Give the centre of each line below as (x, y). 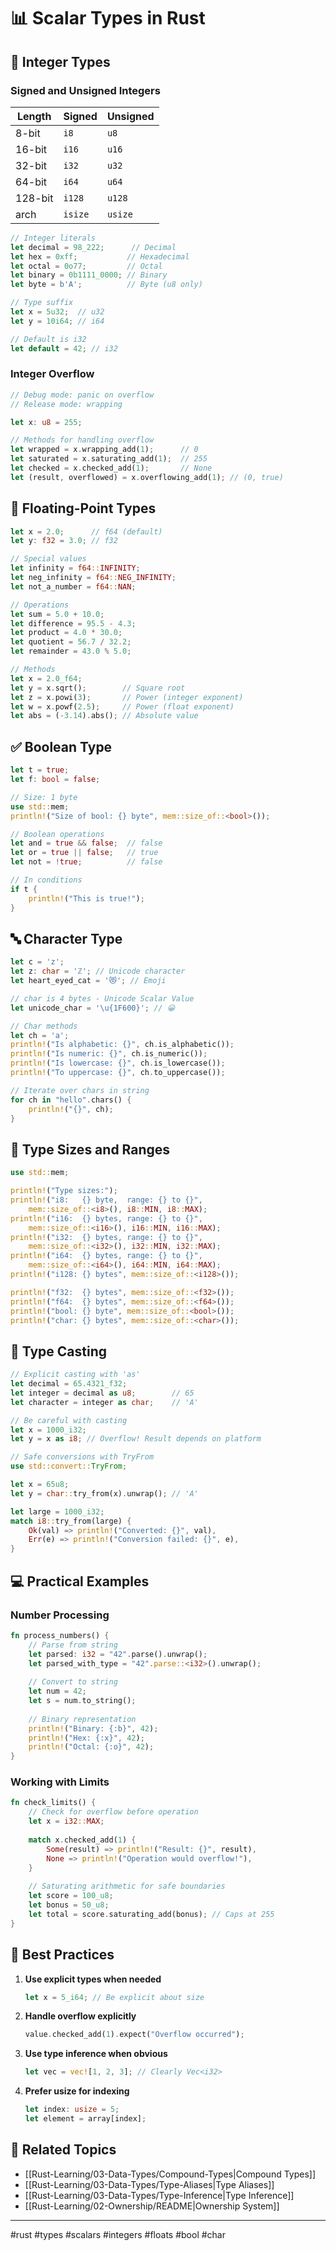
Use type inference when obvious (96, 2054)
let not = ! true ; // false (86, 862)
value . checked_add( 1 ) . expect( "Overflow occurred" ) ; (134, 2035)
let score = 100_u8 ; (71, 1896)
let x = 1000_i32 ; (48, 1430)
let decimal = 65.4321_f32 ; (69, 1384)
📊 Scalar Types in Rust (108, 18)
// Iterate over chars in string (80, 1090)
